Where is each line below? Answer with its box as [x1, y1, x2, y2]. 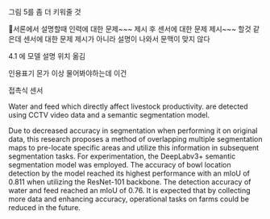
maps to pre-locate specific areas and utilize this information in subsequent [8, 143, 260, 152]
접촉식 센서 [8, 85, 44, 95]
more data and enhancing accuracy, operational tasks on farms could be [8, 194, 250, 204]
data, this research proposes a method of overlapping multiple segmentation [8, 134, 263, 143]
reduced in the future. [8, 203, 81, 212]
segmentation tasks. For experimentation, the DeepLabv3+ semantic [8, 151, 236, 161]
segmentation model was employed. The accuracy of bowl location [8, 160, 231, 169]
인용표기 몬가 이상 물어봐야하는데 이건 [8, 68, 127, 78]
